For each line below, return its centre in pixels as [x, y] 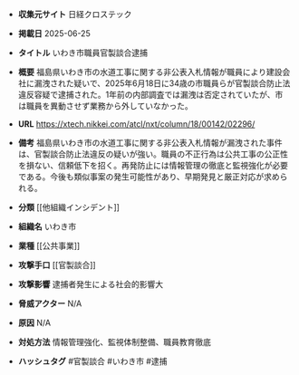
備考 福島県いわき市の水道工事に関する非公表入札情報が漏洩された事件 [150, 143]
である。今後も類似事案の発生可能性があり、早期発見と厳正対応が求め [149, 177]
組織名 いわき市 [47, 226]
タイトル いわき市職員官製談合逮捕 [82, 53]
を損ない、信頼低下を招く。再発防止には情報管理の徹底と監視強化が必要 [153, 165]
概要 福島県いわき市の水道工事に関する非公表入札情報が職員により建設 [150, 72]
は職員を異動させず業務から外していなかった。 [105, 106]
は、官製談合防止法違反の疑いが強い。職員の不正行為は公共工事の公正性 [153, 154]
